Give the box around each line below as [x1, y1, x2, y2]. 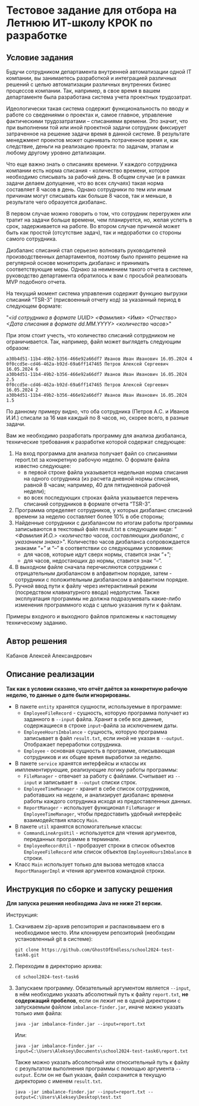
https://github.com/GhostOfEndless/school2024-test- [41, 947, 175, 953]
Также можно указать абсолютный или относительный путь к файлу [14, 1058, 190, 1066]
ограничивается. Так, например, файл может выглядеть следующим [6, 338, 181, 345]
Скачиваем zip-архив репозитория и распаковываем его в [14, 923, 165, 930]
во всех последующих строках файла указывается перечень [23, 494, 179, 501]
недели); [23, 488, 46, 495]
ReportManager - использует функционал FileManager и [23, 804, 160, 811]
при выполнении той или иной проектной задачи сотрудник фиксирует [6, 124, 187, 131]
